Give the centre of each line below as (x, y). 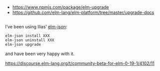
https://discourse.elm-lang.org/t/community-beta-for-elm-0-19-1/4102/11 (80, 64)
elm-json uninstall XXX (30, 40)
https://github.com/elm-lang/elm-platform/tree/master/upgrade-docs (83, 12)
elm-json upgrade (23, 45)
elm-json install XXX (28, 36)
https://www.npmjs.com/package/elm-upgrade (61, 7)
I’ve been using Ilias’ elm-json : (36, 27)
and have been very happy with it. (40, 54)
